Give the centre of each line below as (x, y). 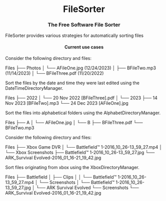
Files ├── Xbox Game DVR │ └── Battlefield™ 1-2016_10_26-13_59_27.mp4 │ (84, 147)
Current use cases (84, 47)
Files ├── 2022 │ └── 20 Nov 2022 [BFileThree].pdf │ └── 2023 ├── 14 (81, 98)
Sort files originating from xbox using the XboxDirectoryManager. (72, 167)
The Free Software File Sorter (84, 25)
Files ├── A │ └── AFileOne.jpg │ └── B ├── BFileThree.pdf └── (74, 122)
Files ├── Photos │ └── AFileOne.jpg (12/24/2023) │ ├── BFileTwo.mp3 (81, 68)
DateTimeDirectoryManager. (34, 88)
